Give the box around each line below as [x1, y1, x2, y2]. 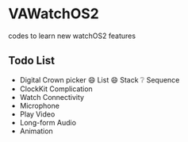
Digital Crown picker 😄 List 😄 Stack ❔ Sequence [19, 75, 180, 84]
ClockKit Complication [19, 84, 93, 94]
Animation [19, 126, 53, 136]
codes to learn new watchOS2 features [8, 31, 136, 40]
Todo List [8, 54, 56, 67]
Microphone [19, 101, 59, 110]
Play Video [19, 109, 56, 119]
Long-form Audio [19, 117, 77, 127]
